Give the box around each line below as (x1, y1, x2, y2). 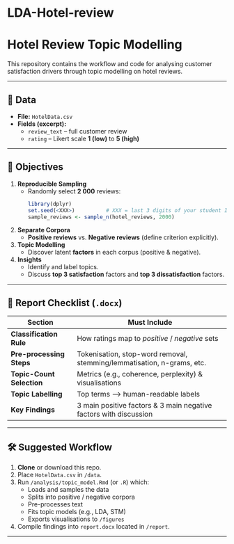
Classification (10, 329, 58, 339)
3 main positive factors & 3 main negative (76, 401, 212, 410)
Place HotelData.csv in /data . (17, 471, 102, 479)
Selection (10, 378, 43, 387)
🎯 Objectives (7, 161, 64, 173)
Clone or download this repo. (17, 463, 102, 471)
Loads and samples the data (27, 486, 109, 493)
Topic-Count (10, 369, 55, 379)
